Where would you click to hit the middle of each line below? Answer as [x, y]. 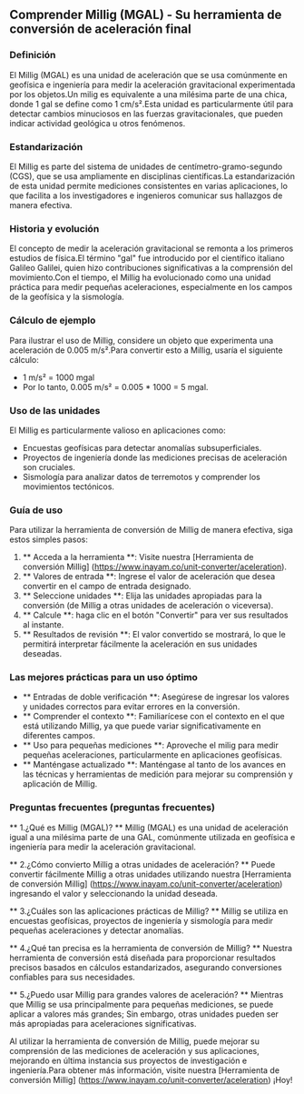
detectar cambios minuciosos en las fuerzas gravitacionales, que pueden [146, 114]
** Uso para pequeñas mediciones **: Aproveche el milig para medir [150, 746]
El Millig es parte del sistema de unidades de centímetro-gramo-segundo [146, 166]
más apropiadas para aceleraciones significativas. [103, 1023]
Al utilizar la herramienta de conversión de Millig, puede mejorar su [135, 1041]
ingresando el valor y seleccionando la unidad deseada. [113, 893]
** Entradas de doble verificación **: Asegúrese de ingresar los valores [156, 697]
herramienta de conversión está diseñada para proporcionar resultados [143, 958]
